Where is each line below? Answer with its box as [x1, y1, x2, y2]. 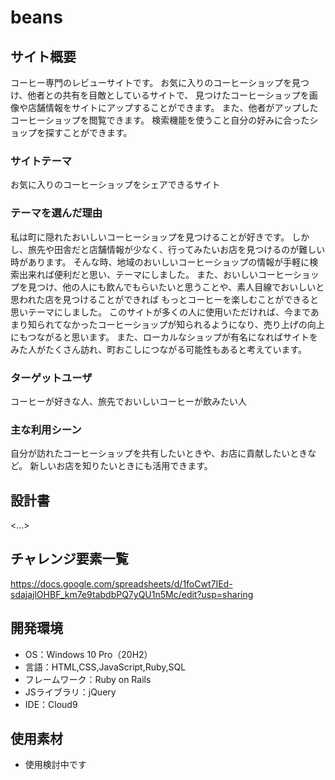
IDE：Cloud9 [24, 698, 78, 710]
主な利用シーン [10, 422, 82, 436]
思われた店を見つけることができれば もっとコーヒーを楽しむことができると [10, 293, 319, 305]
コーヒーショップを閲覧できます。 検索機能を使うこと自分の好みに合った [10, 114, 310, 126]
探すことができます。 [44, 127, 133, 138]
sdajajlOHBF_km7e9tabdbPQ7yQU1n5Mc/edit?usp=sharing [10, 588, 254, 600]
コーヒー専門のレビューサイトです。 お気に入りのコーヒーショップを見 [10, 77, 301, 88]
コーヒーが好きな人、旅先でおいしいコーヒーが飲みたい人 [10, 395, 247, 407]
